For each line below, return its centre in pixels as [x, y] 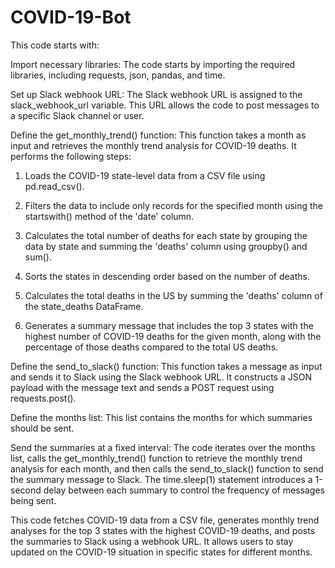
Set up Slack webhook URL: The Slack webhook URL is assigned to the [156, 94]
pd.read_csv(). [54, 186]
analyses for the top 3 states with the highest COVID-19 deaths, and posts [163, 530]
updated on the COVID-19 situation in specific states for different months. [161, 552]
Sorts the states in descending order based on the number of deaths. [167, 276]
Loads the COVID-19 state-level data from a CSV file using [145, 175]
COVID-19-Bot [71, 17]
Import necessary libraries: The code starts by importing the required [153, 64]
